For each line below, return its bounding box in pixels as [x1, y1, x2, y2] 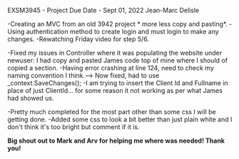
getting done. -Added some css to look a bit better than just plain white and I [7, 115, 233, 124]
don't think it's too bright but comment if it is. [7, 123, 140, 131]
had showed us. [7, 94, 55, 102]
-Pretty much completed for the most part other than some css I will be [7, 108, 216, 116]
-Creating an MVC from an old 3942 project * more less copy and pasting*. [7, 20, 228, 28]
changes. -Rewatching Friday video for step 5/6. [7, 35, 150, 43]
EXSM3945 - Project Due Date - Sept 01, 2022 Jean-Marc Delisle [7, 6, 200, 14]
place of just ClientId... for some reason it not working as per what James [7, 87, 223, 94]
